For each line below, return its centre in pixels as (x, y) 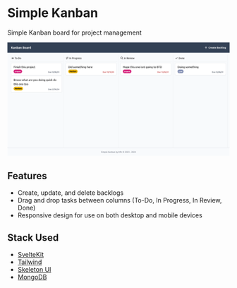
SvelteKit (31, 254)
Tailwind (30, 262)
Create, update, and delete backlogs (71, 193)
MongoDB (32, 277)
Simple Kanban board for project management (75, 32)
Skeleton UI (34, 269)
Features (27, 175)
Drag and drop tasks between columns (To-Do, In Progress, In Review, (120, 200)
